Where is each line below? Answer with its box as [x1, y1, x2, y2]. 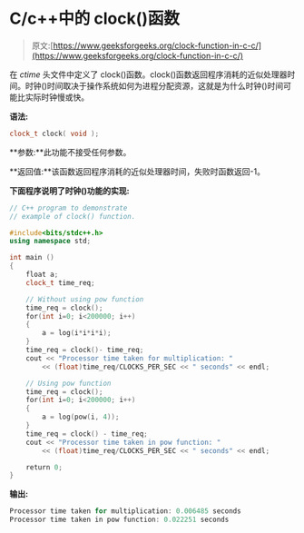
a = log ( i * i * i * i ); [42, 329, 112, 338]
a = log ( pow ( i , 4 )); [42, 412, 120, 422]
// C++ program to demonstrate [9, 203, 128, 212]
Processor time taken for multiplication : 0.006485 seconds [9, 507, 242, 516]
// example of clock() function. [9, 212, 136, 221]
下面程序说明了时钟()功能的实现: [9, 185, 130, 196]
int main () [9, 253, 54, 262]
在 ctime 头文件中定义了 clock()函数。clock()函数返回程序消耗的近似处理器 [9, 69, 288, 80]
